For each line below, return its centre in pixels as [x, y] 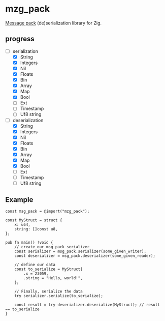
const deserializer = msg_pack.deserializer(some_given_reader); [85, 256]
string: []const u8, [36, 229]
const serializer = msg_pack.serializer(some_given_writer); [80, 252]
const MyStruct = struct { [34, 220]
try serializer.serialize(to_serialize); [59, 296]
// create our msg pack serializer [52, 247]
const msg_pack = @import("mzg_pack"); [47, 212]
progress [20, 39]
